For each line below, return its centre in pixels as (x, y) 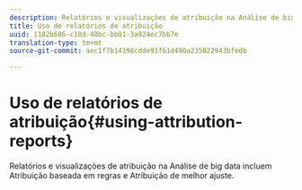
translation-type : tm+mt (56, 43)
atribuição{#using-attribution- (126, 122)
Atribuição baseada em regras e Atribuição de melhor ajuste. (122, 176)
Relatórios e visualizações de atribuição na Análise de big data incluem (141, 166)
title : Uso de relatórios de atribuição (86, 26)
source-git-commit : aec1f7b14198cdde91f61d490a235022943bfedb (128, 51)
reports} (41, 141)
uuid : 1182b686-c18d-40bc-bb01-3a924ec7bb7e (94, 34)
